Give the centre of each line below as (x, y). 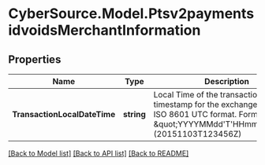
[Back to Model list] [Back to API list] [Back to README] (99, 153)
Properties (35, 59)
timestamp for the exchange (205, 104)
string (134, 114)
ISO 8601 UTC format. (195, 114)
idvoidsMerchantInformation (105, 30)
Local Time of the (186, 95)
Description (227, 81)
